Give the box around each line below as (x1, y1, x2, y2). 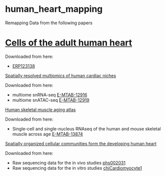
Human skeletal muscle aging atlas (5, 106, 76, 112)
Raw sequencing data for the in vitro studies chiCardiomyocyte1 (12, 165, 142, 171)
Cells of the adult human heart (5, 37, 132, 48)
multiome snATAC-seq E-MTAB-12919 (12, 97, 90, 103)
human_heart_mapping (5, 3, 103, 15)
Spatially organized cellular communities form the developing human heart (5, 140, 157, 146)
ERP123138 (12, 63, 36, 69)
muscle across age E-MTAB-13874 (12, 131, 83, 137)
